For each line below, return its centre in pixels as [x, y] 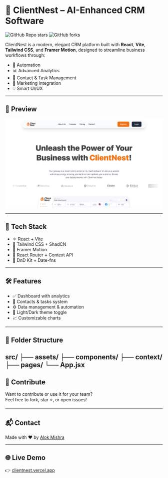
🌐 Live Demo [25, 458]
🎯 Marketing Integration [37, 83]
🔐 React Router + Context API [43, 255]
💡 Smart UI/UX [27, 88]
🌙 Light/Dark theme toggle [39, 312]
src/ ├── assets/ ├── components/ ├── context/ [84, 357]
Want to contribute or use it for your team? [49, 394]
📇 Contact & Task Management [44, 78]
